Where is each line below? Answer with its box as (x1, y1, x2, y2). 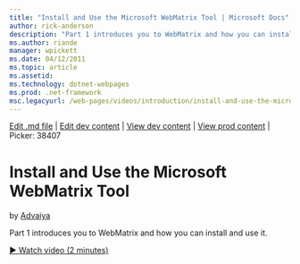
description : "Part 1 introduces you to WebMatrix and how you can (9, 30, 266, 38)
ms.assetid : (9, 72, 54, 81)
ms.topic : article (9, 64, 78, 72)
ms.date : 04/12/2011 (9, 55, 87, 64)
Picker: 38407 (9, 131, 61, 141)
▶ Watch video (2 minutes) (9, 245, 109, 256)
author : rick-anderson (9, 21, 94, 30)
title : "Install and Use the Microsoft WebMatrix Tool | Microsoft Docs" (9, 13, 290, 22)
